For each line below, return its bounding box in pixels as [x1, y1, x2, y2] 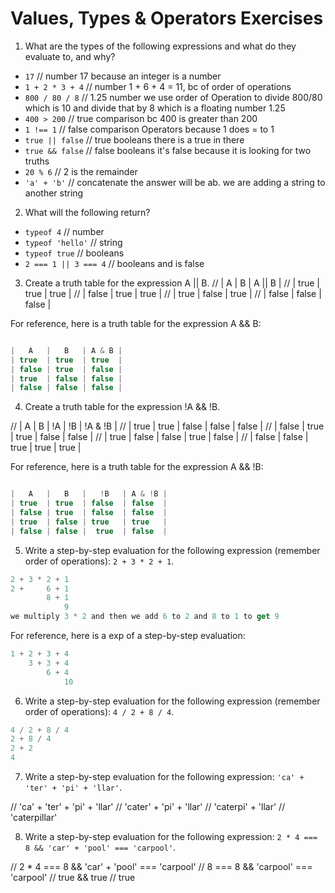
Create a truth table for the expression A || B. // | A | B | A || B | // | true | [24, 277, 320, 289]
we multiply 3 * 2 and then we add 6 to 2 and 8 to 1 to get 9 [10, 612, 280, 622]
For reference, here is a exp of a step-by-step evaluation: [10, 630, 246, 642]
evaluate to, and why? [24, 50, 116, 62]
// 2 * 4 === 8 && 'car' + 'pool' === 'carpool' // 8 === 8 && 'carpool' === [10, 861, 313, 873]
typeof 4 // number [24, 225, 105, 237]
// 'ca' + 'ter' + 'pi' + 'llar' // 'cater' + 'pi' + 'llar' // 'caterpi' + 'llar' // [10, 801, 286, 813]
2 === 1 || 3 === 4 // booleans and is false [24, 257, 205, 269]
